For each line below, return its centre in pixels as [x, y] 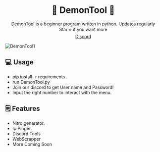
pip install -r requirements [39, 77]
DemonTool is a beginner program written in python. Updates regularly [83, 24]
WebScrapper [27, 139]
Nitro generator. [28, 123]
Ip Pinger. [22, 128]
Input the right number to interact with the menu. [62, 92]
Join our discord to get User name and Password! [63, 87]
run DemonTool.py [31, 82]
